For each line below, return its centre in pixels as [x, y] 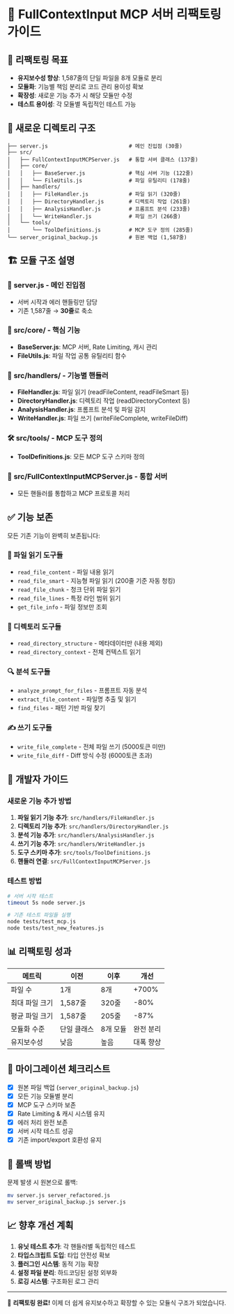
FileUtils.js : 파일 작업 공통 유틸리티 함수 [72, 355]
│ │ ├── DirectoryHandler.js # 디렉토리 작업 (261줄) [99, 201]
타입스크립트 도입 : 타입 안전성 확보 [64, 1255]
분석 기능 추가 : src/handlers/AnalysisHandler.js [86, 835]
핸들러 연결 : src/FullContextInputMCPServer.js [84, 861]
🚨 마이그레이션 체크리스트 [59, 1069]
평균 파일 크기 [32, 1016]
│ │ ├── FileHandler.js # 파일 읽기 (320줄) [94, 194]
